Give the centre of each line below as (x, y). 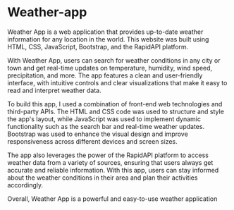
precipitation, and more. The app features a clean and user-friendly (105, 75)
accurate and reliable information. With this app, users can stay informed (113, 170)
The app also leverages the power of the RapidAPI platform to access (108, 155)
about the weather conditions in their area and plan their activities (103, 178)
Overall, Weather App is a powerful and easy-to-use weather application (112, 199)
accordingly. (25, 185)
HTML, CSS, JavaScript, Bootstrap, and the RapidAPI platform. (98, 47)
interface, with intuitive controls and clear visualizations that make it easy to (117, 82)
